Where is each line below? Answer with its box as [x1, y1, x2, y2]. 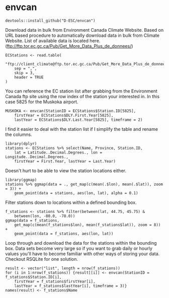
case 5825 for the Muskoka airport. [5, 99, 78, 105]
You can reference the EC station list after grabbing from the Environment [5, 88, 157, 94]
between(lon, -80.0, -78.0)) [14, 213, 75, 218]
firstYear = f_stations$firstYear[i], [14, 279, 96, 284]
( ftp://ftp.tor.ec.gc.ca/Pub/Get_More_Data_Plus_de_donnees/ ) [5, 43, 133, 49]
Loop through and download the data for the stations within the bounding [5, 240, 157, 246]
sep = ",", [14, 66, 37, 71]
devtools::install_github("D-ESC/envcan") [5, 18, 96, 23]
